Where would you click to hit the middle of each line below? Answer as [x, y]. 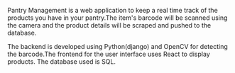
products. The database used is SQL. [61, 62]
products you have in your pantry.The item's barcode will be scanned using [117, 18]
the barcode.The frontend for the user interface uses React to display [109, 54]
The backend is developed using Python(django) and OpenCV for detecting [118, 46]
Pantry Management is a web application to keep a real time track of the [113, 10]
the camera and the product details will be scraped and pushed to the [109, 25]
